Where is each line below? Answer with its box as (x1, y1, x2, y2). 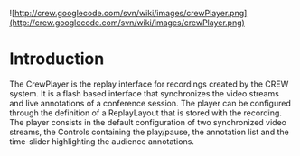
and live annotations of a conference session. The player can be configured (9, 97, 291, 108)
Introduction (9, 49, 105, 69)
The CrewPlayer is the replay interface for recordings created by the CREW (9, 78, 289, 89)
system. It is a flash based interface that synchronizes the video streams (9, 87, 280, 98)
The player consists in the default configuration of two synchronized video (9, 116, 287, 127)
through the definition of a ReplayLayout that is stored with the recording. (9, 107, 283, 118)
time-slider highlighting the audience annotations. (9, 135, 194, 147)
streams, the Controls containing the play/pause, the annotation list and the (9, 126, 289, 137)
